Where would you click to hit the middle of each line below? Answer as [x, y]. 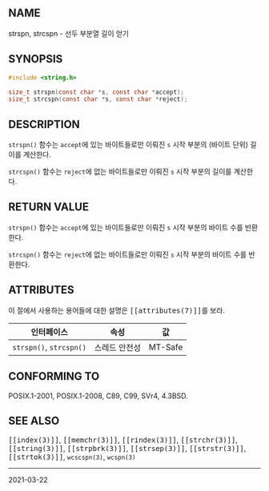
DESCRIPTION [44, 124]
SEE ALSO [34, 420]
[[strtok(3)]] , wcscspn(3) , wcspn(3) [72, 457]
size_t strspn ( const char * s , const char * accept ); [96, 92]
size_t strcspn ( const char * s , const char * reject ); [98, 99]
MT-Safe [166, 347]
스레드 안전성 [118, 347]
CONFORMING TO [54, 376]
